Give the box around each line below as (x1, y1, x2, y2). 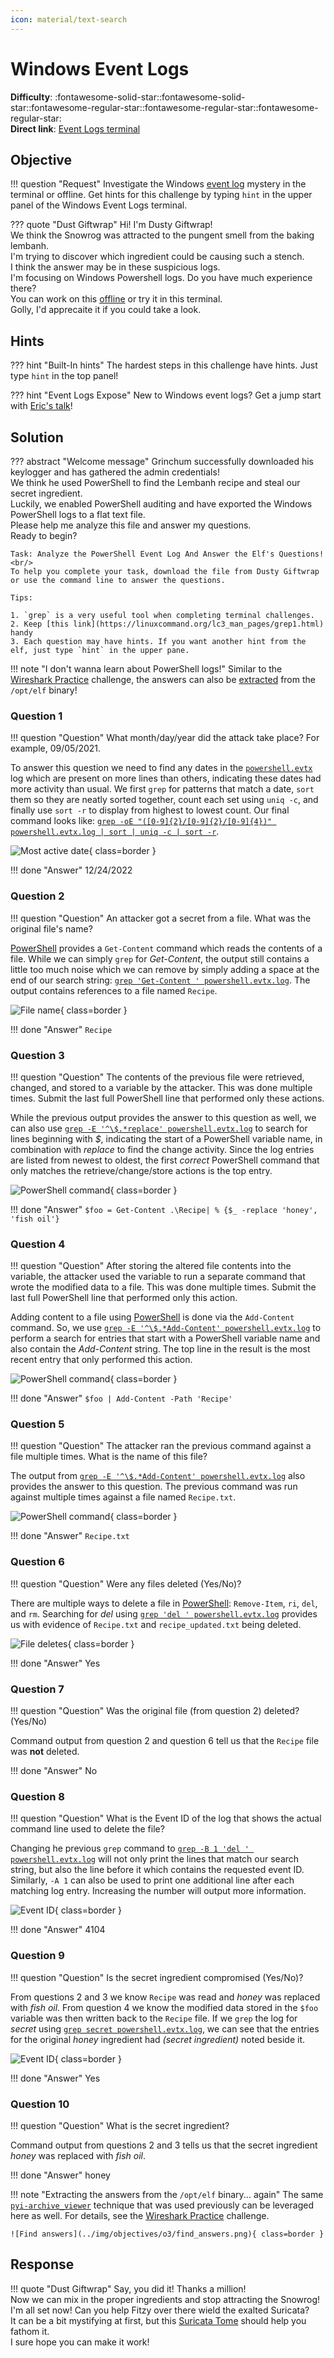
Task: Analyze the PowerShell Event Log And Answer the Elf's (10, 549, 275, 559)
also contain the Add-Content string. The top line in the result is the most (10, 1343, 311, 1355)
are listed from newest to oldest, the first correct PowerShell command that (10, 1154, 320, 1166)
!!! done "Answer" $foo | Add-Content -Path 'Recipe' (10, 1392, 233, 1405)
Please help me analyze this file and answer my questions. (10, 519, 252, 531)
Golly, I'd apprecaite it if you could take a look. (10, 304, 202, 316)
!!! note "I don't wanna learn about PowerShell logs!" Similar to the (10, 663, 283, 675)
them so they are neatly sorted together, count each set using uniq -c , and (10, 794, 319, 806)
